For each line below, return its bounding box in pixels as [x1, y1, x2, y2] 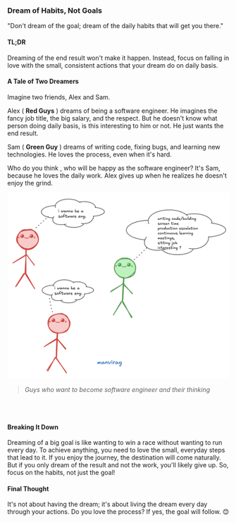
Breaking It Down [7, 422, 58, 431]
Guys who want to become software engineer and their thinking [24, 386, 211, 394]
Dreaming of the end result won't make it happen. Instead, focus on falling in [7, 54, 230, 62]
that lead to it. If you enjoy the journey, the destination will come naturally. [7, 453, 222, 462]
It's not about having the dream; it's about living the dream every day [7, 500, 208, 509]
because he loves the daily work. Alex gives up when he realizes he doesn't [7, 171, 228, 180]
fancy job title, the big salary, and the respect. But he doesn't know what [7, 113, 218, 122]
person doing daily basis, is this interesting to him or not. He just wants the [7, 121, 224, 130]
